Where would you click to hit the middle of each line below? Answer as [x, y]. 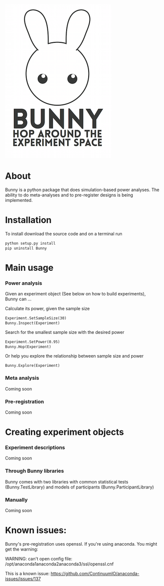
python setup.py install [30, 243]
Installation [28, 220]
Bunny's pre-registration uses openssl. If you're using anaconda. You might [81, 544]
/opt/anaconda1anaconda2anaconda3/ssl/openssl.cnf [59, 564]
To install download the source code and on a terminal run [64, 233]
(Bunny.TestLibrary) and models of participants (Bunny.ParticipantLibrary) [80, 487]
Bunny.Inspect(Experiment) [33, 323]
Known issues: [36, 530]
